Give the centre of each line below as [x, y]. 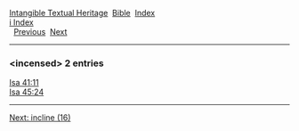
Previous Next [40, 32]
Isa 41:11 [24, 83]
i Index [21, 22]
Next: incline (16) [40, 118]
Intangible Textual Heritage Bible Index [82, 13]
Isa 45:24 [27, 92]
